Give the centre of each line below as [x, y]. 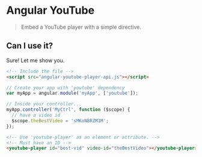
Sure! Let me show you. [35, 60]
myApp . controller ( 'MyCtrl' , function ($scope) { [68, 110]
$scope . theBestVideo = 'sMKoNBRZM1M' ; [60, 120]
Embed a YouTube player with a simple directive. [81, 27]
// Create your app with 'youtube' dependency [66, 87]
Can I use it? [30, 46]
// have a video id [36, 115]
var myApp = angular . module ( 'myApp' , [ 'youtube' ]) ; [72, 93]
